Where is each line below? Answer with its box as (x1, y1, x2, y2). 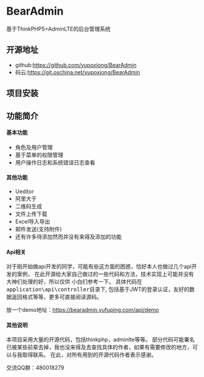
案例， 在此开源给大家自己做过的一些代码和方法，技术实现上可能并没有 (16, 270, 194, 278)
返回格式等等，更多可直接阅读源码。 (11, 294, 102, 301)
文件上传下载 (15, 210, 47, 217)
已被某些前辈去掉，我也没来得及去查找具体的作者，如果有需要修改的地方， (6, 344, 192, 351)
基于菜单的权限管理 (15, 151, 64, 158)
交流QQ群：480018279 (6, 364, 65, 372)
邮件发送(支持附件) (15, 225, 63, 233)
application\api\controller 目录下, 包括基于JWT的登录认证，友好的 (6, 286, 189, 293)
